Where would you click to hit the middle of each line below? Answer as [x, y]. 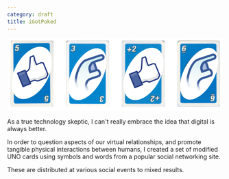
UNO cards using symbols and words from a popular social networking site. [114, 156]
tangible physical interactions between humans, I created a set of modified [112, 149]
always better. [27, 128]
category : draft [30, 14]
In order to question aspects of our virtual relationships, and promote [105, 142]
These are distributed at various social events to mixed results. [96, 169]
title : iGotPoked [32, 22]
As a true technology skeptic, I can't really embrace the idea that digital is [111, 121]
